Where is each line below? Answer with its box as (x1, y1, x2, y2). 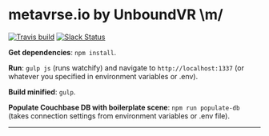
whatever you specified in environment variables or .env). (8, 71, 199, 81)
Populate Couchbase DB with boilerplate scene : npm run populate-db (8, 102, 240, 112)
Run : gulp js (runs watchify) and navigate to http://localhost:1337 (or (8, 62, 244, 73)
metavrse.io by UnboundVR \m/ (8, 6, 223, 24)
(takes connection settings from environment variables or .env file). (8, 110, 231, 121)
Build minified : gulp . (8, 86, 76, 97)
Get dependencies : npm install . (8, 47, 117, 57)
